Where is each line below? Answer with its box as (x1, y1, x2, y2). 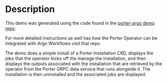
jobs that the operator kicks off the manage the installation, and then (5, 55, 146, 61)
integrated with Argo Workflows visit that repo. (5, 40, 101, 46)
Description (5, 3, 55, 15)
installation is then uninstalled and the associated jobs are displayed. (5, 71, 146, 77)
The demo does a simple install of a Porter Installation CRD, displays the (5, 50, 153, 56)
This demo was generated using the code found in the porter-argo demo (5, 20, 155, 26)
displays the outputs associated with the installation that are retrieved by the (5, 60, 162, 66)
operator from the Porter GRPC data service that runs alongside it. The (5, 66, 151, 72)
